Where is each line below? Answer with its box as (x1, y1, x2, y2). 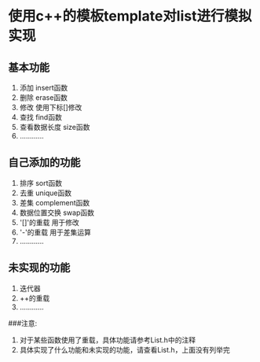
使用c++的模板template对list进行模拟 (8, 7, 252, 25)
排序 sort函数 (19, 178, 63, 187)
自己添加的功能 (8, 156, 81, 169)
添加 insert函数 (19, 83, 68, 92)
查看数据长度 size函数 (19, 123, 90, 131)
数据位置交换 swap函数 (19, 208, 95, 217)
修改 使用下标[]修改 (19, 103, 82, 112)
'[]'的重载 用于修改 (19, 217, 80, 227)
